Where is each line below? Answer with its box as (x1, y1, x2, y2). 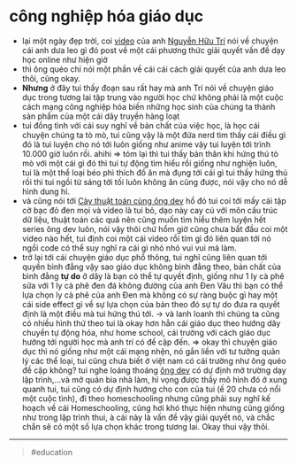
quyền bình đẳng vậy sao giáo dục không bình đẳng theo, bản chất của (21, 261, 281, 272)
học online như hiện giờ (21, 54, 108, 65)
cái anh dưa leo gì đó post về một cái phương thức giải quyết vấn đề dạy (21, 44, 286, 55)
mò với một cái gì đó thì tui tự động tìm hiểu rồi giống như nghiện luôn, (21, 158, 278, 168)
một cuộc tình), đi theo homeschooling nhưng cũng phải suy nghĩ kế (21, 392, 271, 404)
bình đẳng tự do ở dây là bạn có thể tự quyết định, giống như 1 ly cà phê (21, 270, 285, 281)
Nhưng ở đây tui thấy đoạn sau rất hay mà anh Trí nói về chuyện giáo (21, 82, 274, 93)
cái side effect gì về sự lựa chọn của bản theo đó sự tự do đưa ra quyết (21, 298, 280, 309)
